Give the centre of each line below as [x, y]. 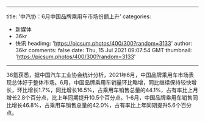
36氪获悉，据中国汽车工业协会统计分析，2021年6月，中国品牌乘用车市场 [98, 75]
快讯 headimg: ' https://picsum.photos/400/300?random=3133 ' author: [103, 43]
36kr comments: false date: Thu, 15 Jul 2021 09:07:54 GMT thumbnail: [103, 50]
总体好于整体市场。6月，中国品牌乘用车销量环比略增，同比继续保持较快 [101, 82]
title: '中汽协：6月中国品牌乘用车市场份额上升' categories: [79, 16]
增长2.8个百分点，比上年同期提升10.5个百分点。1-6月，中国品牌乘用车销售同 [102, 97]
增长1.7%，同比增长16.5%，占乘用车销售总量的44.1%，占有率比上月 [113, 90]
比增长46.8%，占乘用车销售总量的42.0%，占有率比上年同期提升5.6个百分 [99, 105]
